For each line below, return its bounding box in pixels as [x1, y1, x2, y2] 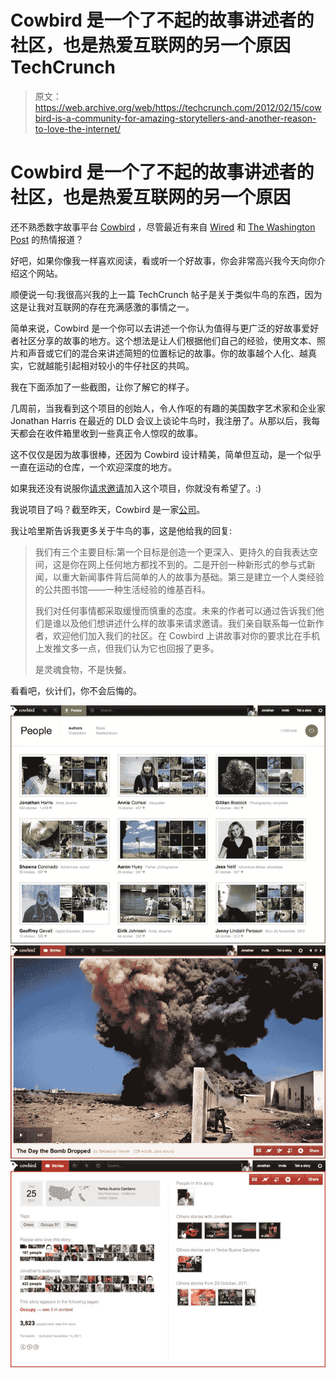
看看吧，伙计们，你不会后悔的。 [10, 684, 142, 696]
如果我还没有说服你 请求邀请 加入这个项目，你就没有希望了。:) [10, 482, 262, 494]
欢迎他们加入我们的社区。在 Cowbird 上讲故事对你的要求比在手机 [52, 629, 321, 641]
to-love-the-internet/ [34, 122, 122, 135]
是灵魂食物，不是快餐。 [34, 663, 132, 675]
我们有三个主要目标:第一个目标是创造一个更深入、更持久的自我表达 [34, 546, 310, 558]
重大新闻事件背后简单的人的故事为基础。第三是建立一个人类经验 [61, 571, 325, 583]
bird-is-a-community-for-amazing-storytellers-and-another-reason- [34, 112, 317, 124]
